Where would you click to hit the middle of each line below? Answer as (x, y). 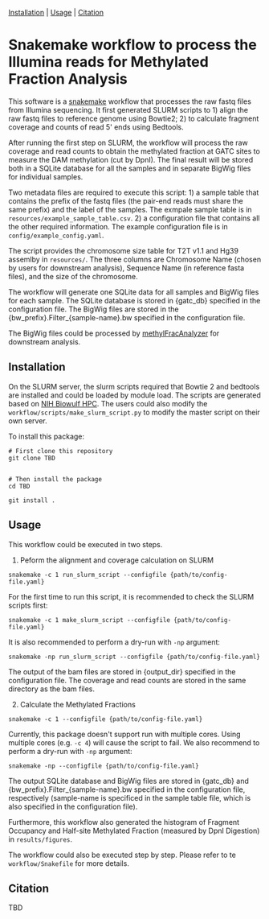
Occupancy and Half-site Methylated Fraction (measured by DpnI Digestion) (134, 830)
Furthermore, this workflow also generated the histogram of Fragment (124, 822)
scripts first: (28, 605)
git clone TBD (32, 458)
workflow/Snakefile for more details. (69, 863)
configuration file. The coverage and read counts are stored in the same (127, 680)
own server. (28, 420)
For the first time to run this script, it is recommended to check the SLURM (131, 596)
